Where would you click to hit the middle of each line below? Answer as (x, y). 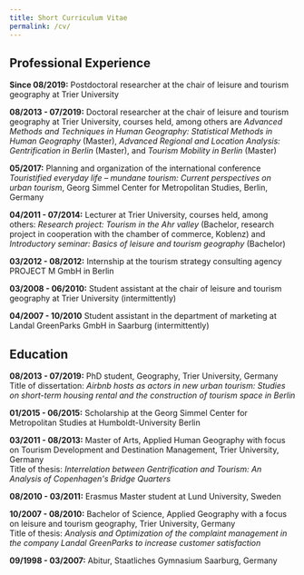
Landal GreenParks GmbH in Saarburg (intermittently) (110, 326)
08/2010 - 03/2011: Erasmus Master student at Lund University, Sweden (145, 497)
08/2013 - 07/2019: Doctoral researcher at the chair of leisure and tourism (149, 112)
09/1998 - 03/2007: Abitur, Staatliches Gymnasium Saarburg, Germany (144, 560)
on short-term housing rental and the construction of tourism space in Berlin (152, 395)
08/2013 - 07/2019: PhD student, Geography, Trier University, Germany (144, 376)
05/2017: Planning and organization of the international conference (135, 168)
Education (39, 354)
